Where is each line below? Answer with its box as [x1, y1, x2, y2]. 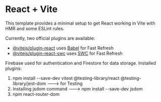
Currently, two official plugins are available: [5, 35, 95, 41]
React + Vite [5, 4, 58, 15]
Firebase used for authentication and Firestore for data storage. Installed [5, 60, 156, 66]
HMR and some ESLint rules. [5, 25, 65, 31]
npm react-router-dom [12, 91, 60, 97]
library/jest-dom [12, 80, 46, 86]
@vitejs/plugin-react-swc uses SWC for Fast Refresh [12, 50, 123, 56]
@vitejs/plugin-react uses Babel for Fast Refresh [12, 45, 114, 51]
